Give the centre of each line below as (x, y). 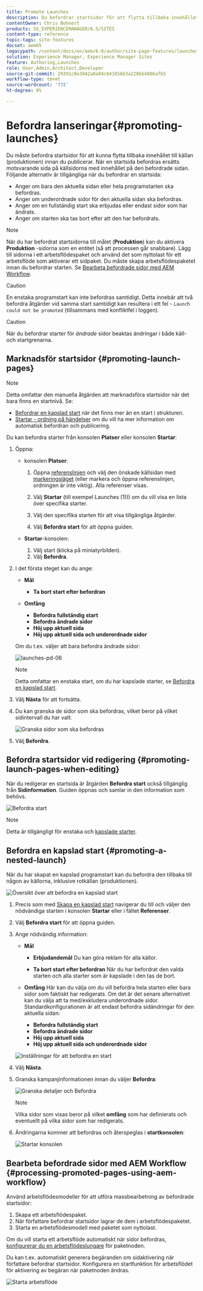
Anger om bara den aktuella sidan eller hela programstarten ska (94, 186)
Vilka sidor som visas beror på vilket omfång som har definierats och (101, 1115)
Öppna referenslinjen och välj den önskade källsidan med (105, 472)
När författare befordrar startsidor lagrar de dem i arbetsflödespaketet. (103, 1222)
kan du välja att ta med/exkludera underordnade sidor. (91, 1000)
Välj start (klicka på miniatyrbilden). (77, 550)
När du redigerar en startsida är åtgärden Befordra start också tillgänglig (97, 784)
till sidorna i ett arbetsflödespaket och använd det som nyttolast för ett (94, 254)
